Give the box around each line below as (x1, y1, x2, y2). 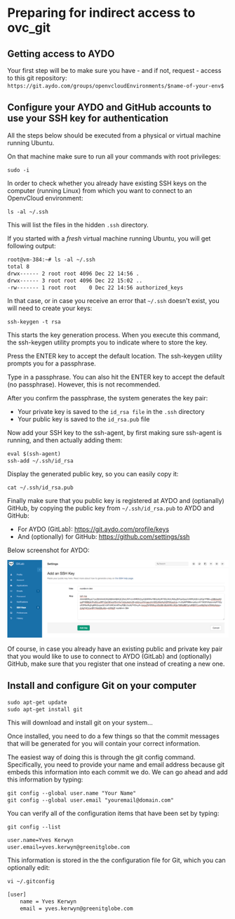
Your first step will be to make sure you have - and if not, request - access (7, 67, 222, 74)
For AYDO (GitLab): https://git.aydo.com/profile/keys (17, 525, 170, 533)
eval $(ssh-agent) (7, 450, 61, 457)
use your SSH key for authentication (7, 112, 169, 124)
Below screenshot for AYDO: (7, 546, 90, 554)
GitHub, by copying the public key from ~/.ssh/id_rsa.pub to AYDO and (7, 504, 215, 512)
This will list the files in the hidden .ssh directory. (7, 220, 149, 229)
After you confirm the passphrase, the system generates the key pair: (7, 394, 208, 402)
